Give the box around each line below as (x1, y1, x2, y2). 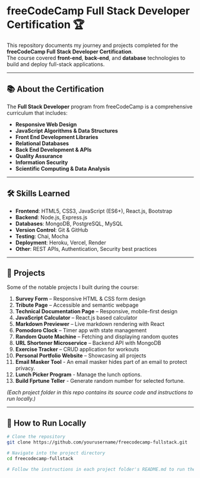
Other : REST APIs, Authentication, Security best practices (15, 245, 157, 252)
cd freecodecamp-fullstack (7, 455, 74, 461)
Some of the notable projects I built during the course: (7, 284, 139, 291)
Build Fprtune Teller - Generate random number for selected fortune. (15, 378, 185, 385)
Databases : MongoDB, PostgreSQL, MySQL (15, 220, 123, 227)
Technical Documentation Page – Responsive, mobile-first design (15, 308, 177, 315)
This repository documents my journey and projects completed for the (7, 42, 179, 49)
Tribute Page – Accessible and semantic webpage (15, 301, 139, 309)
